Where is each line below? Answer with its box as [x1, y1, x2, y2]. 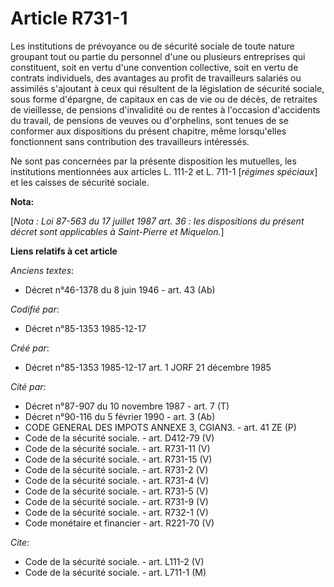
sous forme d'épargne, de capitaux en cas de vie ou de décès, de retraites [10, 93, 318, 105]
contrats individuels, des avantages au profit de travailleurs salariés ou [10, 72, 302, 84]
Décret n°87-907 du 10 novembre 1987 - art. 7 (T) [24, 400, 230, 412]
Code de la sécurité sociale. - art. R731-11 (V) [24, 442, 211, 454]
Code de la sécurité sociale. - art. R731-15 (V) [24, 453, 213, 465]
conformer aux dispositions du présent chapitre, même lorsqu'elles [10, 125, 287, 137]
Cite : [10, 536, 30, 548]
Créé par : [10, 342, 50, 354]
